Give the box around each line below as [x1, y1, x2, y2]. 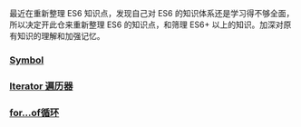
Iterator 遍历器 [9, 80, 73, 93]
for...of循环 [9, 106, 60, 119]
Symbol [9, 54, 44, 66]
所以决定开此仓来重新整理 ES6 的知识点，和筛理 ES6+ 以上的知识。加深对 [9, 19, 284, 30]
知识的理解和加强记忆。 [16, 31, 105, 41]
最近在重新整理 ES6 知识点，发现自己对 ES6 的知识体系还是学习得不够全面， [9, 8, 295, 18]
